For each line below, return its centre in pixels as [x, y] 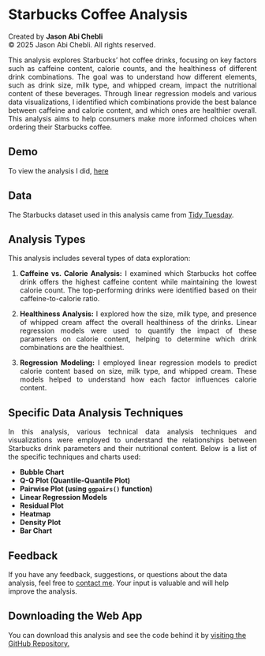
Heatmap [35, 514]
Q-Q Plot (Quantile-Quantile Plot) [75, 481]
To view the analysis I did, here [58, 170]
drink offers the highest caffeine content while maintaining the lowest [138, 282]
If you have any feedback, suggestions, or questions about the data [118, 574]
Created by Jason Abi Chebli [56, 36]
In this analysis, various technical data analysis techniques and [132, 432]
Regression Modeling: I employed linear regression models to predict [138, 363]
